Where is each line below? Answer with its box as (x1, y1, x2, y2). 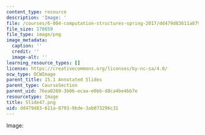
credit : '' (12, 49, 40, 55)
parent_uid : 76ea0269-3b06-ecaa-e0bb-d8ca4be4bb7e (6, 88, 138, 94)
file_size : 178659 (6, 26, 53, 32)
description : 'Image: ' (6, 15, 67, 21)
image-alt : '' (12, 54, 48, 60)
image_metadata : (6, 37, 48, 43)
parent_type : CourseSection (6, 83, 78, 89)
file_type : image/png (6, 32, 62, 38)
